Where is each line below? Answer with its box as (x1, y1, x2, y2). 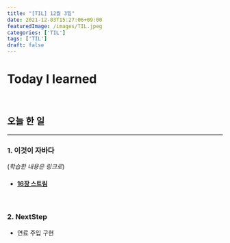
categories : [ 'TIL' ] (7, 29, 66, 36)
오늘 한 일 (7, 116, 45, 127)
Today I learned (7, 71, 97, 87)
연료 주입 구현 (16, 229, 54, 237)
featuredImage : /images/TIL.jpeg (7, 23, 103, 29)
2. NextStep (7, 212, 48, 222)
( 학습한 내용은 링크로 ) (7, 162, 65, 171)
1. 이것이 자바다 (7, 145, 55, 155)
